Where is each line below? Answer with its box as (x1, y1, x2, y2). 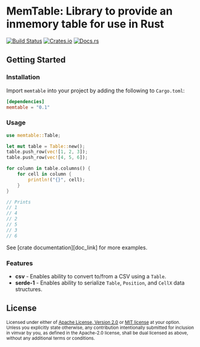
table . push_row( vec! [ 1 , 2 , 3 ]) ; (6, 149, 88, 155)
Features (6, 259, 33, 268)
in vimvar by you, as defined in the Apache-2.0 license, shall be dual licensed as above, (6, 329, 188, 336)
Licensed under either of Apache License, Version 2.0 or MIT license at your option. (6, 319, 181, 325)
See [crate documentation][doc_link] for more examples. (6, 244, 147, 251)
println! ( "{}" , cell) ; (28, 177, 85, 183)
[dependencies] (6, 98, 45, 104)
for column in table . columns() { (6, 166, 91, 172)
